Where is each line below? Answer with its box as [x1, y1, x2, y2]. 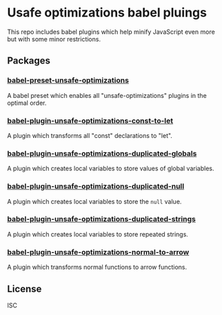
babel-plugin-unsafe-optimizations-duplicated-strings [7, 214, 196, 224]
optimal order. [7, 99, 47, 107]
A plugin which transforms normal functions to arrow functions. [7, 263, 188, 272]
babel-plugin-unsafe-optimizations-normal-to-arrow [7, 247, 190, 256]
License [7, 283, 42, 294]
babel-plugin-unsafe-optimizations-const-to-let [7, 116, 174, 125]
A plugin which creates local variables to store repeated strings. [7, 230, 188, 238]
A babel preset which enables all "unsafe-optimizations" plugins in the [7, 91, 207, 99]
